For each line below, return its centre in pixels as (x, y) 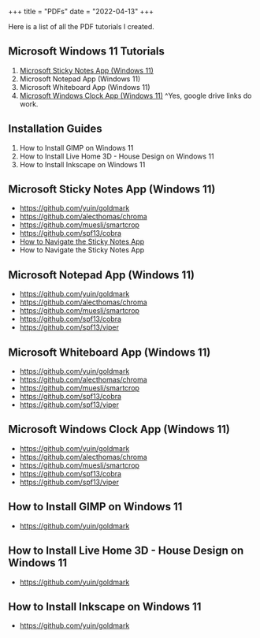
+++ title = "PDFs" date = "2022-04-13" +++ (81, 11)
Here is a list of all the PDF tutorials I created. (82, 26)
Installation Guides (55, 129)
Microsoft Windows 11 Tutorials (87, 52)
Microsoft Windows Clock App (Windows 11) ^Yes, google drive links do (136, 95)
